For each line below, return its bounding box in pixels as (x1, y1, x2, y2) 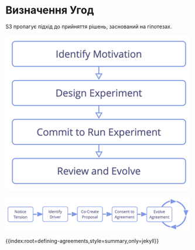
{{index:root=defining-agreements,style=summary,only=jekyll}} (5, 238, 159, 245)
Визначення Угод (5, 4, 94, 17)
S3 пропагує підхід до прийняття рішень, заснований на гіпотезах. (5, 23, 172, 30)
